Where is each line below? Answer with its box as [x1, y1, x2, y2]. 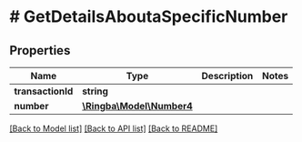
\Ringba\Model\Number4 [81, 100, 193, 112]
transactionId [14, 85, 74, 97]
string [81, 85, 109, 97]
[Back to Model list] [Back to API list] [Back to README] [9, 123, 218, 134]
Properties [9, 43, 71, 58]
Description [201, 70, 254, 82]
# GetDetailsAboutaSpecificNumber [9, 6, 288, 27]
